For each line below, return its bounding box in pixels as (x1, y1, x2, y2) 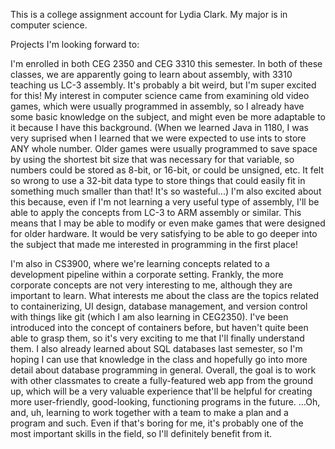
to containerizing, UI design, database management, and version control (10, 300, 308, 312)
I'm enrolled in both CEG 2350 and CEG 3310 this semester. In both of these (10, 58, 323, 69)
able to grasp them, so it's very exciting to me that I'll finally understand (10, 332, 305, 344)
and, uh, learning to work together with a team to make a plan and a (10, 407, 289, 418)
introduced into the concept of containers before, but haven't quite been (10, 322, 309, 333)
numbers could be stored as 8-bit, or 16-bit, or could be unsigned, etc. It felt (10, 164, 324, 176)
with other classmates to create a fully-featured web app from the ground (10, 375, 313, 386)
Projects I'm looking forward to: (10, 39, 140, 50)
